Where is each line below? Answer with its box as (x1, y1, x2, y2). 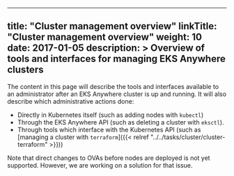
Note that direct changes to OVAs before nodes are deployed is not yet (7, 154, 210, 162)
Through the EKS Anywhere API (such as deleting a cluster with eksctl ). (17, 118, 224, 126)
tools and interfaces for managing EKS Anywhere (7, 53, 226, 65)
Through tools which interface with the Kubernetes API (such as (17, 125, 201, 134)
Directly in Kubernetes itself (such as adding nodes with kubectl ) (17, 111, 204, 119)
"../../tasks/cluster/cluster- (150, 133, 226, 141)
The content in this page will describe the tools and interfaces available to (7, 82, 219, 90)
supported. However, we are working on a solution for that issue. (7, 161, 193, 169)
